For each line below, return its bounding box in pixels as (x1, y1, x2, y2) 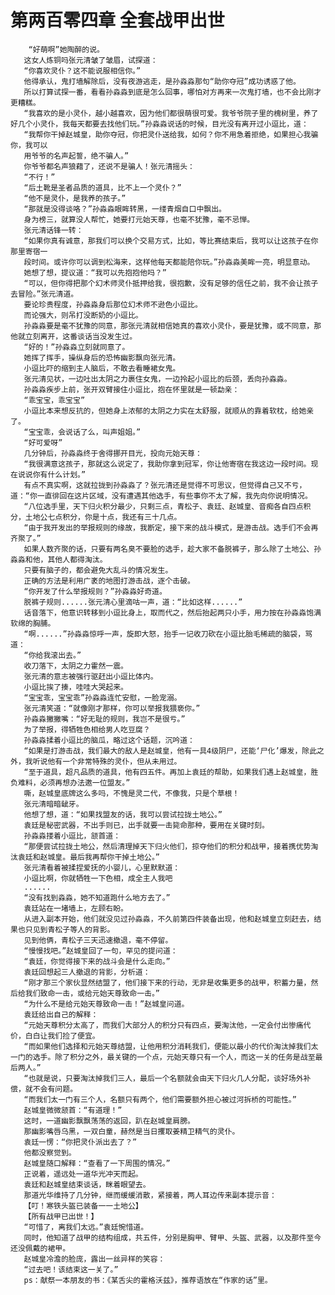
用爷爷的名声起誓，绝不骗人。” (23, 151, 130, 161)
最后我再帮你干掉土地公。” (69, 852, 161, 862)
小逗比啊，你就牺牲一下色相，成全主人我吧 (23, 873, 173, 883)
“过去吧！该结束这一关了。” (23, 1264, 119, 1275)
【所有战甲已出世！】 (23, 1211, 99, 1221)
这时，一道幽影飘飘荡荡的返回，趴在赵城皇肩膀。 (23, 1116, 195, 1126)
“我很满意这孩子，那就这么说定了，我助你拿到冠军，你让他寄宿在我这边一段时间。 (23, 459, 312, 469)
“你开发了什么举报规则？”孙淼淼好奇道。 (23, 586, 167, 596)
